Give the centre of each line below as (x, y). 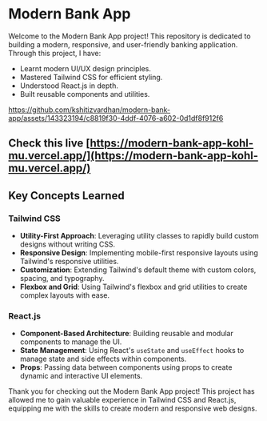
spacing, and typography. (62, 279)
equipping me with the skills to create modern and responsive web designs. (133, 408)
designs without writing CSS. (68, 244)
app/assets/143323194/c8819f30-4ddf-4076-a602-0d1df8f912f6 (116, 118)
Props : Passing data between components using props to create (126, 367)
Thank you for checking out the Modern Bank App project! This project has (132, 391)
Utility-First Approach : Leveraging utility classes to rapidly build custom (139, 236)
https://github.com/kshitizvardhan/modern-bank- (90, 110)
